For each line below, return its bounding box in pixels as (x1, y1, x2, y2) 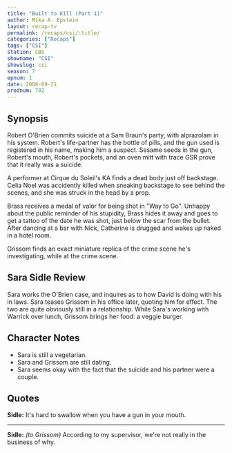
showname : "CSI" (7, 55, 54, 62)
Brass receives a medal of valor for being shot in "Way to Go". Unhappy (7, 202, 211, 210)
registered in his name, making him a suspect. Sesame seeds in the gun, (7, 146, 213, 154)
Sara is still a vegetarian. (17, 350, 88, 359)
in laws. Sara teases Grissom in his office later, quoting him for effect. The (7, 298, 217, 306)
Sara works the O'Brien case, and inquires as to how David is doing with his (7, 290, 222, 298)
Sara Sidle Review (7, 272, 86, 284)
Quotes (7, 392, 40, 404)
